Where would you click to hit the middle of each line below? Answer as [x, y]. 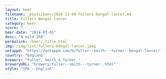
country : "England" [25, 55]
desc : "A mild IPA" [25, 37]
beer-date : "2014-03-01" [31, 32]
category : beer [21, 23]
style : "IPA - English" [30, 69]
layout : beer [19, 10]
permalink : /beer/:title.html [36, 42]
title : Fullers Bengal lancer [36, 19]
